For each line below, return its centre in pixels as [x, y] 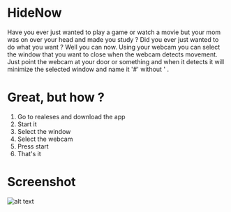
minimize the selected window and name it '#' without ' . [88, 69]
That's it [29, 153]
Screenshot [42, 182]
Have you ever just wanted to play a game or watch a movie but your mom [114, 32]
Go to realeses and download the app [71, 116]
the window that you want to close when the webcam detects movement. [112, 54]
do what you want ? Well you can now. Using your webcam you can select [114, 47]
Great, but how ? [56, 97]
